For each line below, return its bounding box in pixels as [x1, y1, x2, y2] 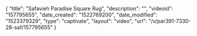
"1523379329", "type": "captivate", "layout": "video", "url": [5, 18, 147, 24]
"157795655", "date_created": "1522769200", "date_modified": [5, 11, 157, 18]
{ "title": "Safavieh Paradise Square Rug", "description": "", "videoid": [5, 5, 173, 12]
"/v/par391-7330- [148, 18, 191, 24]
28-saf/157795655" [5, 24, 53, 31]
